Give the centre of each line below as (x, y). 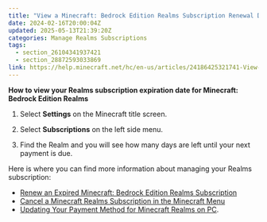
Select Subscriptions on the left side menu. (91, 129)
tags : (17, 45)
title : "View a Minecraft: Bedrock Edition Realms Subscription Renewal (131, 16)
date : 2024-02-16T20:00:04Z (55, 23)
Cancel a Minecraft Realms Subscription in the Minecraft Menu (122, 201)
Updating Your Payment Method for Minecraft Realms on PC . (119, 209)
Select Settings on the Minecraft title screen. (93, 114)
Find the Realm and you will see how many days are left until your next (135, 145)
